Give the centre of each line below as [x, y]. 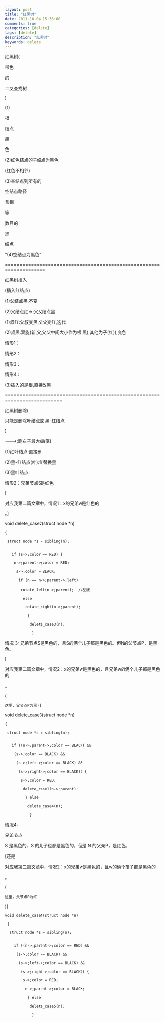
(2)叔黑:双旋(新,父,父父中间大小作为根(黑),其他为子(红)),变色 [66, 332]
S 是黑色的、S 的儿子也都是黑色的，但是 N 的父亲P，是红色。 [67, 845]
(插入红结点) [18, 290]
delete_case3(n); [47, 624]
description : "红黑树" [27, 38]
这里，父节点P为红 [21, 897]
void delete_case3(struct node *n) [40, 715]
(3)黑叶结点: [17, 472]
